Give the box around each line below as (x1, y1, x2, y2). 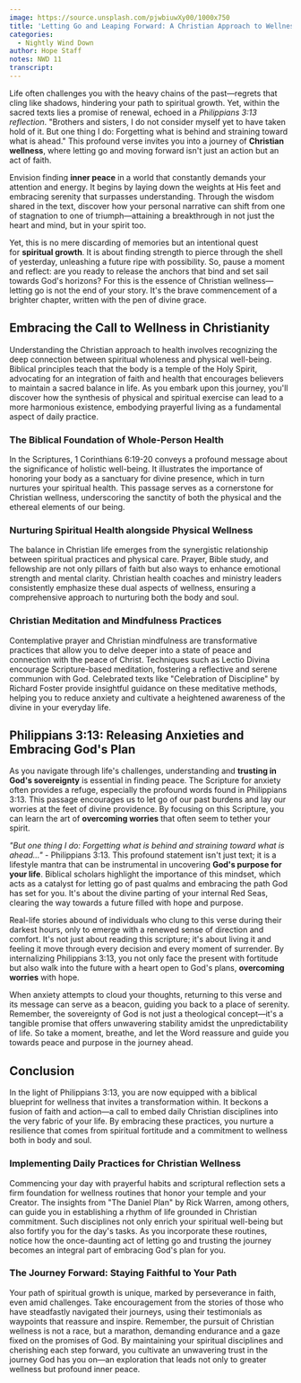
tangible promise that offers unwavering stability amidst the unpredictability (9, 1018, 288, 1029)
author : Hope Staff (9, 47, 82, 56)
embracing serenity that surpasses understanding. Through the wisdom (9, 190, 275, 202)
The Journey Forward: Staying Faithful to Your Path (9, 1267, 237, 1280)
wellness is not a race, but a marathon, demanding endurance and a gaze (9, 1326, 280, 1336)
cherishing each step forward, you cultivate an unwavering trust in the (9, 1344, 269, 1355)
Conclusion (9, 1063, 75, 1079)
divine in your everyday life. (9, 701, 112, 712)
